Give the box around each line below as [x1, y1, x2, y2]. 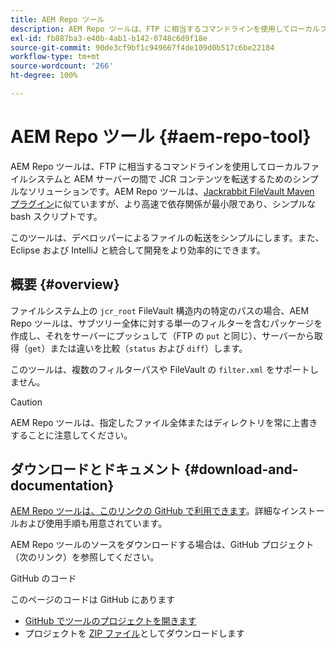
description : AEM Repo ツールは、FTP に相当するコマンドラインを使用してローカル [10, 24, 320, 34]
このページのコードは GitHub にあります [10, 594, 176, 606]
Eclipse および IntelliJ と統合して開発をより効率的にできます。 [10, 244, 266, 256]
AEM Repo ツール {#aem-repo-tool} [10, 126, 312, 148]
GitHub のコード [10, 572, 77, 585]
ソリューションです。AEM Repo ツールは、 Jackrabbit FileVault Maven [27, 185, 315, 197]
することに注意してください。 [10, 429, 133, 441]
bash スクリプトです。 [10, 210, 103, 222]
